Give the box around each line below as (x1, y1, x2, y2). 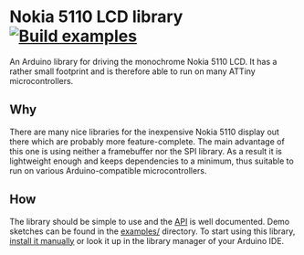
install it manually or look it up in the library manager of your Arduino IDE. (9, 235, 285, 246)
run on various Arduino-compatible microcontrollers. (9, 165, 207, 175)
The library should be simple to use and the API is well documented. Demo (9, 216, 290, 227)
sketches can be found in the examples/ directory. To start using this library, (9, 226, 296, 237)
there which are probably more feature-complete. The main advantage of (9, 135, 285, 147)
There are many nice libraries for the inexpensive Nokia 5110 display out (9, 126, 280, 137)
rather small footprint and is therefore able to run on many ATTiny (9, 66, 256, 77)
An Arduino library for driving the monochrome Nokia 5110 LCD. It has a (9, 56, 278, 67)
